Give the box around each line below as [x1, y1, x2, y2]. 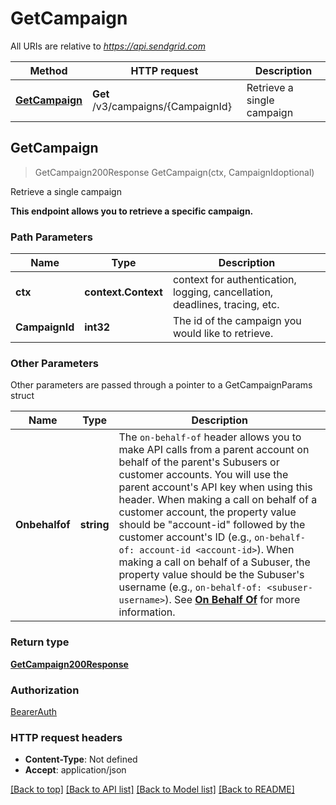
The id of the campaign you [172, 314, 302, 328]
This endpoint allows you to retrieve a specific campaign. [10, 205, 254, 217]
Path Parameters [10, 230, 93, 244]
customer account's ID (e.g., [118, 530, 252, 544]
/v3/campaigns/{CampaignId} [92, 99, 232, 113]
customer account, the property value [118, 505, 297, 519]
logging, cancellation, [172, 285, 274, 299]
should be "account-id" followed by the [118, 518, 306, 532]
